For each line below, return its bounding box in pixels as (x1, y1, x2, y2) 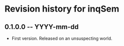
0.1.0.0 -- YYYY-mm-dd (4, 23, 79, 31)
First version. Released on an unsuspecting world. (11, 35, 113, 41)
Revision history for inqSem (4, 3, 120, 15)
